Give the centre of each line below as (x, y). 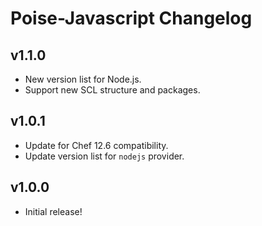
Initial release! (53, 211)
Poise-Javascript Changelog (131, 18)
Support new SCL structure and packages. (112, 90)
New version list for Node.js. (83, 79)
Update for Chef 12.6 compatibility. (96, 145)
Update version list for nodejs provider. (104, 156)
